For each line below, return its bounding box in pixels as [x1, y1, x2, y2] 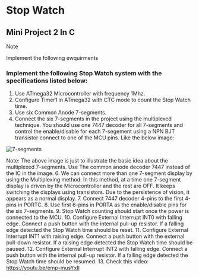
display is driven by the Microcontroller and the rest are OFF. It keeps [6, 182, 175, 190]
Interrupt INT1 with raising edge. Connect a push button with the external [6, 233, 185, 240]
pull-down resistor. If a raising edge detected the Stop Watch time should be [6, 239, 193, 246]
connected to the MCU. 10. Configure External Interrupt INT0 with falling [6, 214, 183, 221]
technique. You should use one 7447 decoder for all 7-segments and [14, 122, 183, 129]
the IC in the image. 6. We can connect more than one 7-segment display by [6, 170, 193, 177]
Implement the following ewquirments [6, 55, 99, 61]
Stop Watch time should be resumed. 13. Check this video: [6, 258, 149, 265]
